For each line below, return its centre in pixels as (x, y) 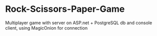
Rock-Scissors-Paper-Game (65, 9)
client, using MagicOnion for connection (46, 28)
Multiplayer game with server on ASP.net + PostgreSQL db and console (79, 23)
